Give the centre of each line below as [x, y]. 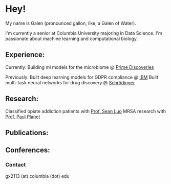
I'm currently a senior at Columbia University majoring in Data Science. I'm [84, 33]
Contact [16, 165]
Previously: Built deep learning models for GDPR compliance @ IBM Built [82, 77]
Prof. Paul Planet [23, 117]
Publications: [27, 132]
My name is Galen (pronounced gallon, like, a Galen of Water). [71, 23]
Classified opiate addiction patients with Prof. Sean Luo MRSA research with [86, 111]
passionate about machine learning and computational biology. [72, 39]
